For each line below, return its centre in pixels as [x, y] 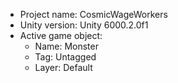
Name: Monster [66, 46]
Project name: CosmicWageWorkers [93, 14]
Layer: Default [63, 67]
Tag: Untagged [65, 57]
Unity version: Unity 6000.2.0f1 [84, 25]
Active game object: [61, 35]
